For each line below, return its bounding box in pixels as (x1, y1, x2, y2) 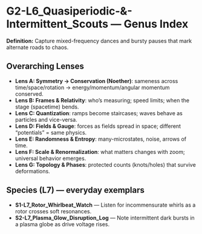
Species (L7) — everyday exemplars (6, 185, 145, 195)
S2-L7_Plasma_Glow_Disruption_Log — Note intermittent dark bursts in (15, 214, 195, 221)
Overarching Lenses (6, 61, 85, 72)
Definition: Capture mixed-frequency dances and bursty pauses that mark (6, 37, 192, 44)
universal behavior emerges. (15, 155, 86, 162)
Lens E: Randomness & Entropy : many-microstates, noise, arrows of (15, 135, 186, 142)
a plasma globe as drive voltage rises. (15, 220, 110, 228)
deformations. (15, 167, 50, 175)
